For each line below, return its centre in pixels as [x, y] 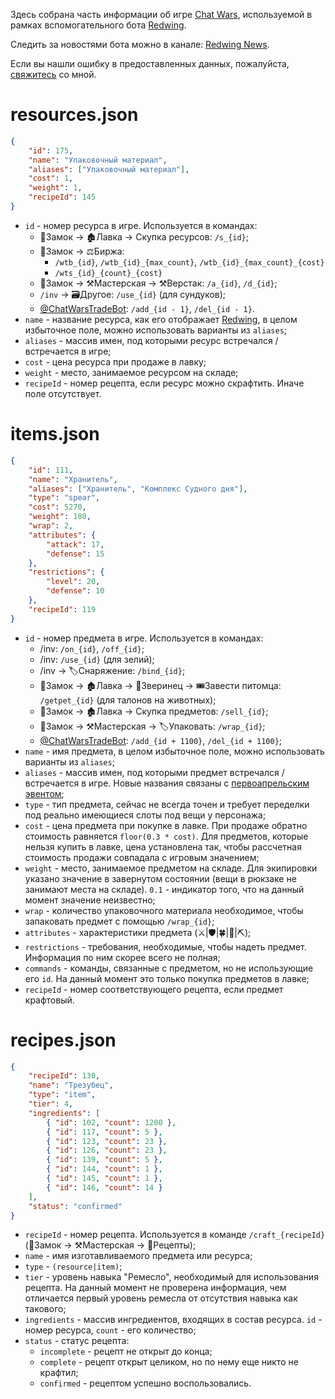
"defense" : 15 [75, 554]
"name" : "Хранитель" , [73, 479]
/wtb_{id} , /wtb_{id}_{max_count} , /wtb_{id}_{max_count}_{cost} [189, 261]
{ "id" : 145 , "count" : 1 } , [104, 1179]
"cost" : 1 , [51, 179]
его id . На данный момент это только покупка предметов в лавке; [167, 978]
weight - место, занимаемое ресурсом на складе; [131, 372]
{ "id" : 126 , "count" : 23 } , [107, 1150]
